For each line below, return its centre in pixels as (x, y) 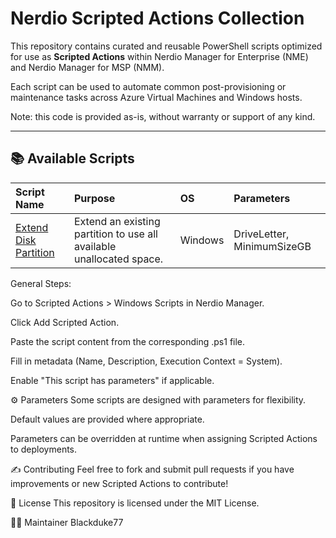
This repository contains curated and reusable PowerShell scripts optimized (166, 46)
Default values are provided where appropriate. (107, 419)
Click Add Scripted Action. (65, 322)
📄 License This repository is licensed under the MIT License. (135, 503)
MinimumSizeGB (272, 246)
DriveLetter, (261, 234)
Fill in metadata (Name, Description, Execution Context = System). (146, 361)
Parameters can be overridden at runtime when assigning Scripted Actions (164, 438)
